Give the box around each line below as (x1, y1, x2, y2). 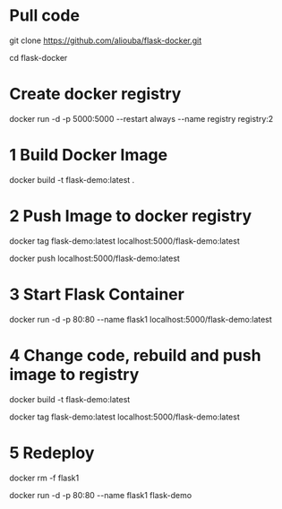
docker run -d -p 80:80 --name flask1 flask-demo (9, 489, 192, 500)
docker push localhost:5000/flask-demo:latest (9, 253, 181, 263)
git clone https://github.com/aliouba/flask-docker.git (9, 35, 202, 46)
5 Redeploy (9, 443, 95, 462)
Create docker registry (9, 84, 182, 104)
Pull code (9, 5, 81, 26)
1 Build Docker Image (9, 145, 168, 166)
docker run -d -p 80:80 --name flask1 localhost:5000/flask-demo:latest (9, 314, 273, 324)
